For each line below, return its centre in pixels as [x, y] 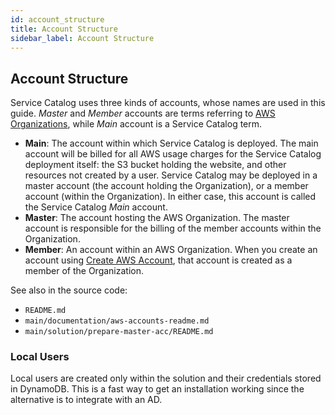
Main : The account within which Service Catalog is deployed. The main [171, 143]
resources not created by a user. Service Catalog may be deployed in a [171, 175]
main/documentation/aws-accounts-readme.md [117, 321]
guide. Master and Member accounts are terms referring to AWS [143, 113]
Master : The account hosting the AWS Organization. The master [157, 218]
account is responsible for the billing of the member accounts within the [173, 228]
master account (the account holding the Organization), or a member [166, 186]
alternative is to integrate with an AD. [86, 400]
